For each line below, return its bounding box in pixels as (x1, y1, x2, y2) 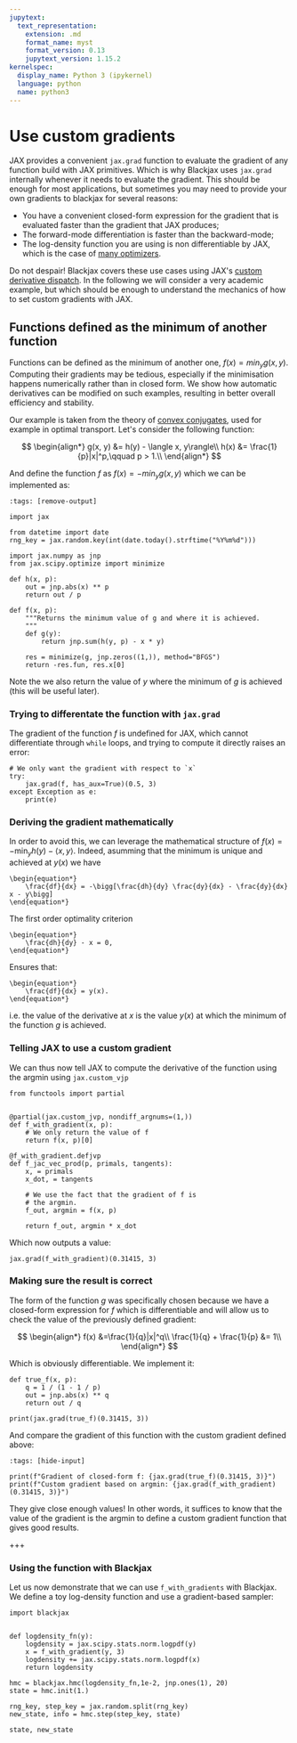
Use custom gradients (9, 126, 176, 146)
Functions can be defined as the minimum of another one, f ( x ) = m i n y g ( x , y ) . (9, 357, 289, 371)
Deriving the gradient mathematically (9, 816, 174, 828)
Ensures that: (9, 962, 58, 973)
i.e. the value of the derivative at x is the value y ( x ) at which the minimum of (9, 1010, 287, 1021)
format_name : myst (25, 37, 93, 47)
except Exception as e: (9, 787, 98, 797)
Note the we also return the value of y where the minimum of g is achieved (9, 676, 283, 687)
